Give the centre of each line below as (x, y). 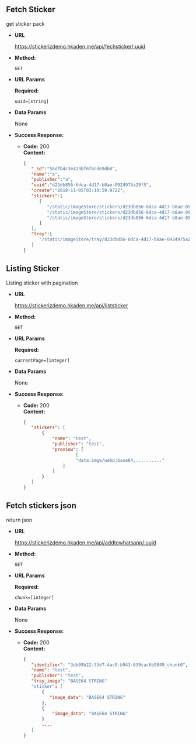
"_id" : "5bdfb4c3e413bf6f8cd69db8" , (74, 169)
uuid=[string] (32, 101)
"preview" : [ (68, 449)
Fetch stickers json (41, 506)
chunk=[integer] (34, 597)
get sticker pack (25, 23)
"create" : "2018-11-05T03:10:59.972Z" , (78, 191)
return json (19, 520)
